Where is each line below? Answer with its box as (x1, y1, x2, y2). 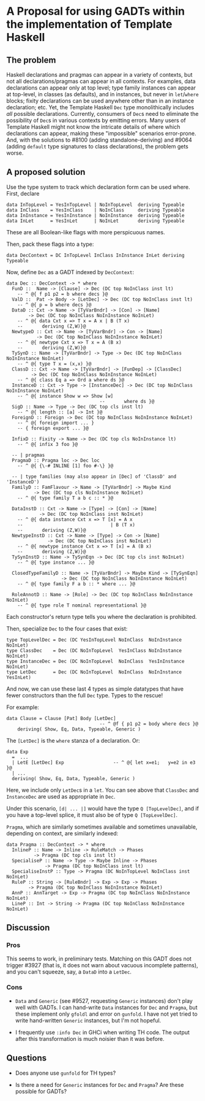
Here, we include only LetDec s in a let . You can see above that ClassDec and (6, 786, 199, 794)
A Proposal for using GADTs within (6, 4, 185, 18)
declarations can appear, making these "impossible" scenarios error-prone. (6, 130, 196, 137)
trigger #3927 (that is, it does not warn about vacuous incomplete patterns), (6, 961, 198, 969)
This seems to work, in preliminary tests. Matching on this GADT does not (6, 955, 192, 962)
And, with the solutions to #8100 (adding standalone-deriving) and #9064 (6, 136, 193, 144)
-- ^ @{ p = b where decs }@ (17, 302, 92, 308)
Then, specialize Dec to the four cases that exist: (6, 624, 128, 632)
